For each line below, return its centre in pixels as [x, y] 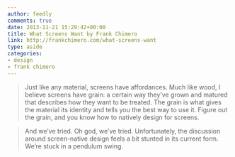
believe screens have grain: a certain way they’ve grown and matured [126, 94]
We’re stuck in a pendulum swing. [74, 146]
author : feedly [30, 14]
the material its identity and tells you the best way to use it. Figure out [126, 109]
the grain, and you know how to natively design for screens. [112, 117]
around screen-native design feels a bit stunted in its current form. [121, 139]
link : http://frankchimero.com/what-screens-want [82, 40]
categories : [25, 54]
